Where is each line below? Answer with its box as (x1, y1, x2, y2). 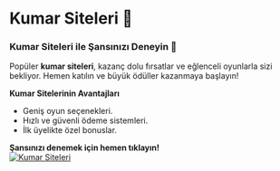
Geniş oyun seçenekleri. (22, 106, 113, 117)
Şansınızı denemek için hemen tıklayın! (9, 142, 160, 153)
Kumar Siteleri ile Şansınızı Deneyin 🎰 (9, 41, 178, 53)
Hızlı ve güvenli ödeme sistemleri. (22, 115, 149, 126)
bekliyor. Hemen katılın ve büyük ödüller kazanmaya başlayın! (9, 71, 239, 81)
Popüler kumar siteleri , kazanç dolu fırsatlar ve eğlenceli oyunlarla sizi (9, 61, 273, 71)
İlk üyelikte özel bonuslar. (22, 125, 118, 136)
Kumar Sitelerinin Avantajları (9, 88, 120, 99)
